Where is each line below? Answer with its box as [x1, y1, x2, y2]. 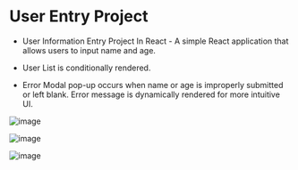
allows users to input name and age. [21, 45, 157, 55]
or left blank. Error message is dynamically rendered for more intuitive [21, 89, 280, 100]
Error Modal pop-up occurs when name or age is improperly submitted [21, 79, 284, 90]
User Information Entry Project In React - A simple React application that [21, 36, 289, 46]
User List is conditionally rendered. [21, 62, 151, 73]
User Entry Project [9, 6, 149, 27]
